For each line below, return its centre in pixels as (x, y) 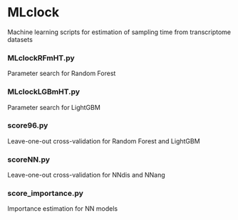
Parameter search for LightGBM (54, 107)
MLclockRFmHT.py (41, 57)
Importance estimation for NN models (63, 209)
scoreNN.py (29, 159)
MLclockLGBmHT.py (44, 92)
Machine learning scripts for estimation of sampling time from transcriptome (119, 32)
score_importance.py (46, 194)
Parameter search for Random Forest (62, 73)
